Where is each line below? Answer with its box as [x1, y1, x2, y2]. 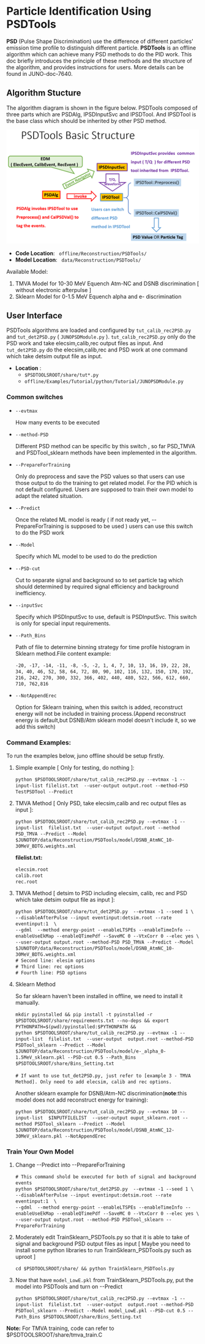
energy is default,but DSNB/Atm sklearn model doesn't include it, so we [15, 716, 196, 724]
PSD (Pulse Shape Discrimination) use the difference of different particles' [6, 37, 194, 45]
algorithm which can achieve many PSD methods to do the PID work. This [6, 50, 192, 58]
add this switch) [15, 723, 56, 730]
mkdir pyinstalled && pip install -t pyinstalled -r [15, 1012, 153, 1018]
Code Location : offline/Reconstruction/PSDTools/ [15, 249, 147, 257]
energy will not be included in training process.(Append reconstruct [15, 710, 186, 717]
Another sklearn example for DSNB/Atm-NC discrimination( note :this [15, 1089, 187, 1097]
